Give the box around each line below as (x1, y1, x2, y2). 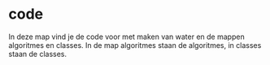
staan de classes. (8, 49, 67, 58)
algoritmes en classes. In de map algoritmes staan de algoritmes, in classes (8, 40, 262, 50)
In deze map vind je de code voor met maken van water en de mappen (8, 32, 246, 41)
